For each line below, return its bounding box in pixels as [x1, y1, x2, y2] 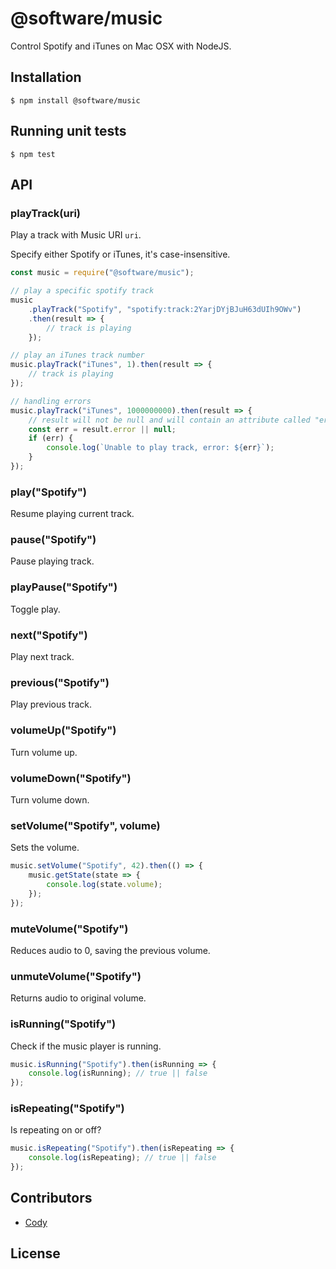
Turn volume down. [10, 793, 90, 806]
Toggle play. [10, 603, 61, 615]
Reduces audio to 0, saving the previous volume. [10, 944, 211, 956]
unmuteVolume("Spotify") [10, 969, 142, 983]
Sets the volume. [10, 842, 80, 854]
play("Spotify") [10, 485, 88, 499]
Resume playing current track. [10, 508, 135, 520]
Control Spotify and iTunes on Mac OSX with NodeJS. [10, 40, 232, 52]
